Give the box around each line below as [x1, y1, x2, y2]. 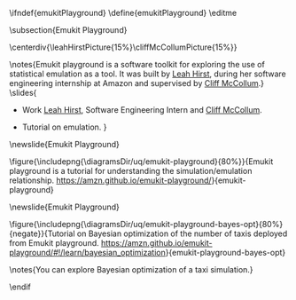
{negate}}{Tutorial [9, 228, 75, 239]
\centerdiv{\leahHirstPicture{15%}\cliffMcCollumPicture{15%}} [9, 42, 238, 52]
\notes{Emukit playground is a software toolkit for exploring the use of [9, 59, 266, 69]
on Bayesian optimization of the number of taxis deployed [76, 228, 288, 239]
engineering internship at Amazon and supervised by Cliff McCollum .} [9, 78, 264, 88]
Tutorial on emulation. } [21, 122, 108, 132]
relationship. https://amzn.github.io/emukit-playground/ [9, 175, 212, 186]
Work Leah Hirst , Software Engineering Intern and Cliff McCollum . [21, 105, 263, 114]
